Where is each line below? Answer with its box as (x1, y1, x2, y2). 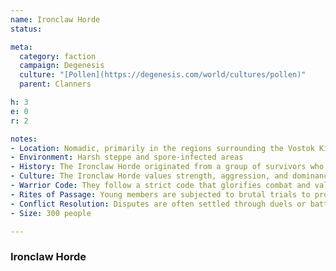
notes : (10, 134, 38, 144)
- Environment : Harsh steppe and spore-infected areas (10, 152, 244, 163)
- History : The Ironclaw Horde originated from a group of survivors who (10, 162, 325, 172)
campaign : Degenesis (19, 61, 105, 71)
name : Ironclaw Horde (10, 14, 101, 25)
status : (10, 24, 43, 34)
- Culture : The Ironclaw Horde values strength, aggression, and (10, 171, 288, 181)
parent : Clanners (19, 79, 92, 90)
